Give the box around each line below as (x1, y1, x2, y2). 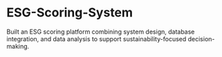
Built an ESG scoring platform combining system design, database (6, 27, 195, 36)
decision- (187, 34, 215, 43)
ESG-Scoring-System (6, 5, 133, 21)
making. (6, 42, 30, 50)
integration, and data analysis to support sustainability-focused (6, 34, 187, 43)
